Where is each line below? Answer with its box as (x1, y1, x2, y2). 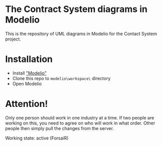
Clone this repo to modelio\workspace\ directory (12, 75, 111, 81)
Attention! (5, 98, 48, 109)
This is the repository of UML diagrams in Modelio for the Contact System (5, 30, 157, 36)
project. (5, 36, 21, 42)
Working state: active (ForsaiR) (5, 135, 69, 141)
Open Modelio (12, 80, 42, 86)
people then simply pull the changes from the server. (5, 125, 114, 131)
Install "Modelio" (12, 70, 47, 76)
